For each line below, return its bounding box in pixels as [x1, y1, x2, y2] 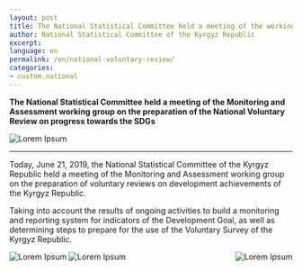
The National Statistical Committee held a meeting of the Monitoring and [9, 96, 286, 107]
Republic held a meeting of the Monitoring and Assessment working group [9, 168, 285, 179]
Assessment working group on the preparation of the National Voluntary [9, 105, 286, 117]
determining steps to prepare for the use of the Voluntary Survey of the [9, 224, 273, 235]
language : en [9, 47, 58, 56]
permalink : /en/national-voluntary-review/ [9, 55, 175, 64]
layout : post [9, 13, 58, 23]
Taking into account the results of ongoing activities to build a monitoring [9, 204, 280, 216]
